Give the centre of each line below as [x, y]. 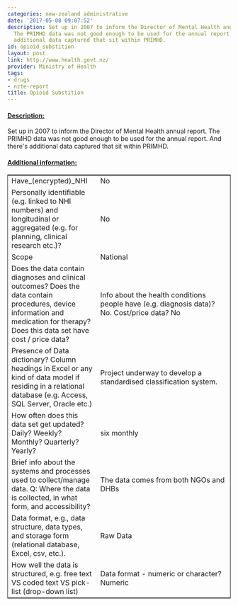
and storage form [40, 535]
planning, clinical [39, 236]
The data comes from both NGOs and [163, 480]
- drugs [19, 80]
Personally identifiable [49, 192]
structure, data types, [47, 527]
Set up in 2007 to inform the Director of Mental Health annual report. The [114, 131]
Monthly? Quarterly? [45, 442]
